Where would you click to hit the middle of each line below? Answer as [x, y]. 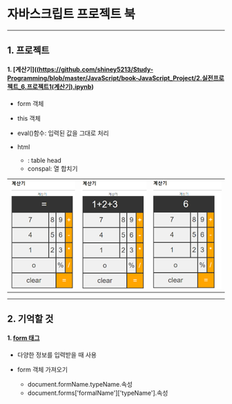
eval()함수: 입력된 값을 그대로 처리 [63, 133]
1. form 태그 [23, 337]
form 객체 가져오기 [42, 369]
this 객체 [29, 118]
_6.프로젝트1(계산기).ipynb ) [56, 87]
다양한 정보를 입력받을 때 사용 [57, 355]
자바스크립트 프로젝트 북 [71, 14]
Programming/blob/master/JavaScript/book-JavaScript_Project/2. [105, 78]
